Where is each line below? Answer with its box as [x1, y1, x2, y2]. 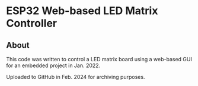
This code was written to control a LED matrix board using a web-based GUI [6, 56, 193, 62]
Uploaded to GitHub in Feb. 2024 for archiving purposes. [6, 74, 145, 80]
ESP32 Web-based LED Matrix [6, 4, 158, 18]
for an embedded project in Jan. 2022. [6, 62, 101, 69]
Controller [6, 16, 58, 30]
